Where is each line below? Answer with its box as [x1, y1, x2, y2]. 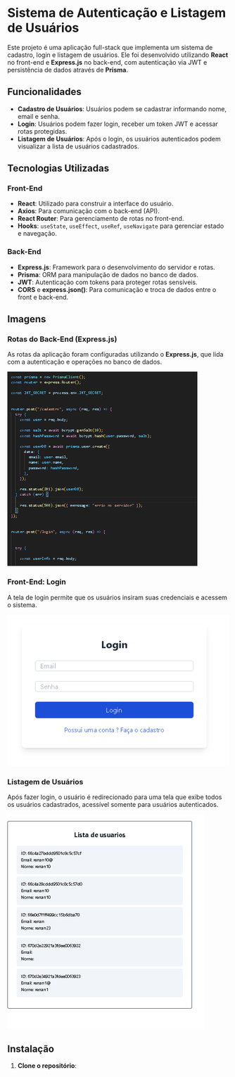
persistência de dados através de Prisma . [7, 65, 129, 74]
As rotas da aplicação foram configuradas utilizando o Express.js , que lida [7, 350, 224, 359]
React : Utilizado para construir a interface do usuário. [17, 199, 174, 208]
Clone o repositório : [17, 1062, 77, 1070]
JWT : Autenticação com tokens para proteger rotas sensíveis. [17, 278, 198, 286]
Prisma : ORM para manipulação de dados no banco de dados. [17, 270, 198, 279]
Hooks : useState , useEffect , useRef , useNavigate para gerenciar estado [17, 222, 224, 230]
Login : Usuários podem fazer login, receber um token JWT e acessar [17, 120, 218, 128]
